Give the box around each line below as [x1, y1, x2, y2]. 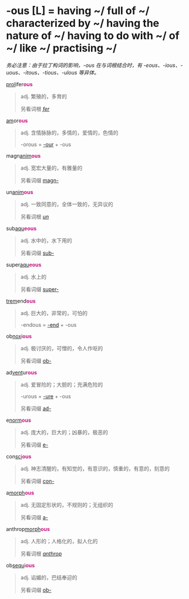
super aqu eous [6, 261, 42, 268]
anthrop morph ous [6, 525, 50, 532]
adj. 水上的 [20, 273, 47, 280]
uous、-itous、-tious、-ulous [6, 69, 77, 76]
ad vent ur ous [6, 368, 37, 376]
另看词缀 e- [20, 441, 49, 448]
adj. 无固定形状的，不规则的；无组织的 [20, 501, 113, 508]
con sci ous [6, 453, 32, 460]
